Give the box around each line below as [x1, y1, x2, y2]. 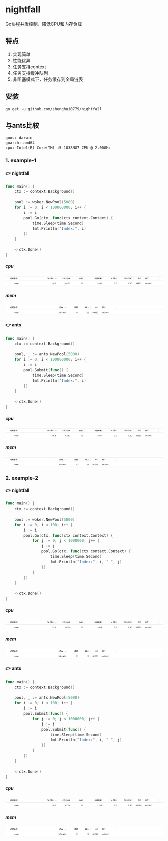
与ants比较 [5, 121, 39, 130]
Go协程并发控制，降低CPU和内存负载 [5, 21, 82, 27]
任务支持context [12, 64, 46, 70]
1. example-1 [5, 157, 37, 164]
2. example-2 [5, 475, 39, 482]
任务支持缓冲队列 [12, 70, 48, 76]
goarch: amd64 [5, 140, 35, 146]
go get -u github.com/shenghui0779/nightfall [5, 106, 102, 111]
